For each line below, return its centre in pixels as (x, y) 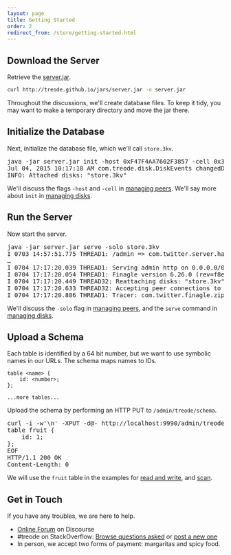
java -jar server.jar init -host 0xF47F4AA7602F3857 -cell (109, 161)
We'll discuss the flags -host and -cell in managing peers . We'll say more (112, 188)
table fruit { (31, 430)
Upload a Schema (45, 337)
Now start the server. (37, 234)
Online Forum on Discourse (56, 530)
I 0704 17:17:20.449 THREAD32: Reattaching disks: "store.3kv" (116, 281)
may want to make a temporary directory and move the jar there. (98, 110)
